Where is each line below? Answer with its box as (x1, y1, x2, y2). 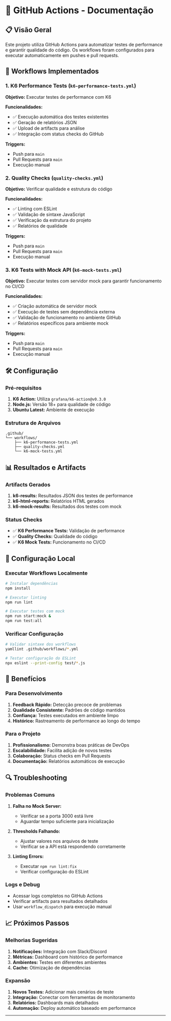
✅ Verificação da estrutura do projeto (12, 217, 92, 223)
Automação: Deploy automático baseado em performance (12, 1005, 136, 1011)
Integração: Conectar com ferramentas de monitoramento (12, 994, 135, 1000)
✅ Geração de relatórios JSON (12, 119, 77, 125)
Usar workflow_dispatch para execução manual (12, 903, 112, 910)
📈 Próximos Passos (5, 919, 70, 928)
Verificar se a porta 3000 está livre (20, 813, 94, 819)
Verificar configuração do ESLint (20, 868, 89, 874)
